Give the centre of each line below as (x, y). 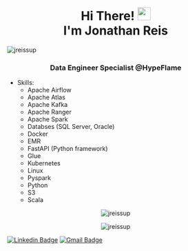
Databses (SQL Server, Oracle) (71, 127)
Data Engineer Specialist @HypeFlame (116, 68)
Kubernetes (44, 163)
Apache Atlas (46, 97)
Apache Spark (48, 119)
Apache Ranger (50, 112)
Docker (38, 134)
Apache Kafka (48, 105)
